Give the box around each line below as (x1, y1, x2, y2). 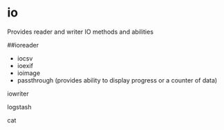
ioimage (17, 69, 40, 77)
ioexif (17, 61, 33, 69)
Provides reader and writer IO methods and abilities (7, 28, 154, 36)
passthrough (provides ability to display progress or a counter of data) (17, 76, 218, 84)
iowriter (7, 89, 29, 98)
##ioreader (7, 41, 39, 49)
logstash (7, 102, 32, 111)
